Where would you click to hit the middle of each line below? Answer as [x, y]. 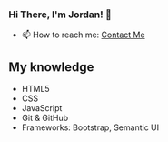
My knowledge [51, 67]
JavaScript [42, 108]
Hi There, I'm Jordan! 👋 [60, 15]
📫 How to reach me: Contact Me [84, 35]
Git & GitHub [45, 118]
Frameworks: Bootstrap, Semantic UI [90, 127]
